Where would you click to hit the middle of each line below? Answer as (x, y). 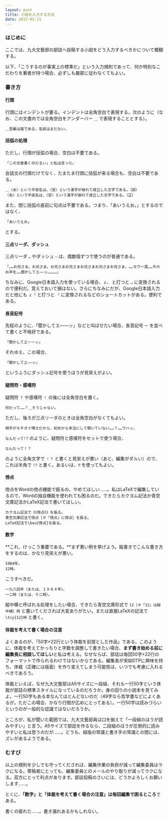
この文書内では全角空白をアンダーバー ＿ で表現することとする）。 (81, 118)
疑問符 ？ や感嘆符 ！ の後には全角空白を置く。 (53, 397)
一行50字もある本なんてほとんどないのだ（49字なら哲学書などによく (85, 696)
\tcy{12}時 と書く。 (26, 617)
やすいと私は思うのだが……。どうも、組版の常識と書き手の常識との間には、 (83, 732)
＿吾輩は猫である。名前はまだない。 (37, 129)
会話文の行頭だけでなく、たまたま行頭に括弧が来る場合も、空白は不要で (80, 173)
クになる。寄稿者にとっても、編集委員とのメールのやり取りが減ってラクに (81, 771)
